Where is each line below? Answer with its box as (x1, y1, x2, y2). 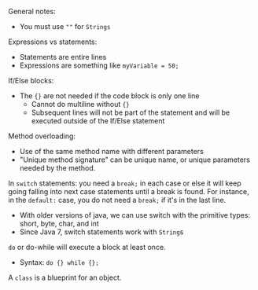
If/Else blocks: (8, 76, 54, 85)
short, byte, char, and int (19, 219, 100, 228)
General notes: (8, 7, 57, 16)
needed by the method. (19, 163, 96, 172)
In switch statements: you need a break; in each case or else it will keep (8, 178, 241, 188)
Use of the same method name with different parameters (19, 147, 205, 156)
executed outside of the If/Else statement (31, 116, 165, 125)
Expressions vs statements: (8, 37, 98, 46)
